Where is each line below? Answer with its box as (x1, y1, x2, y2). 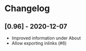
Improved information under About (11, 35, 81, 41)
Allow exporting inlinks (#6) (11, 40, 67, 46)
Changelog (4, 3, 50, 14)
